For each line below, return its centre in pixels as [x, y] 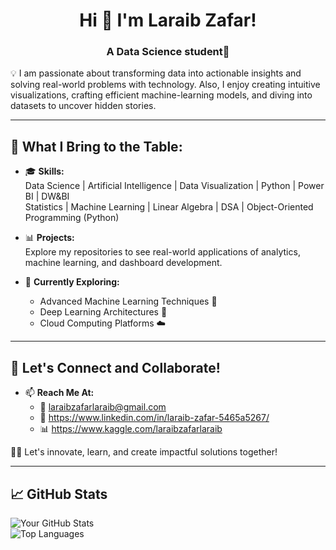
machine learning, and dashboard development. [123, 263]
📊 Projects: [49, 238]
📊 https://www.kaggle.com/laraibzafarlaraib [131, 429]
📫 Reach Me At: [59, 393]
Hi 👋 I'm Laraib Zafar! [168, 20]
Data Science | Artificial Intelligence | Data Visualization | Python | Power [174, 186]
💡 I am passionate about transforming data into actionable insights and [156, 73]
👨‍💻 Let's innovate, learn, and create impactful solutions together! [144, 452]
